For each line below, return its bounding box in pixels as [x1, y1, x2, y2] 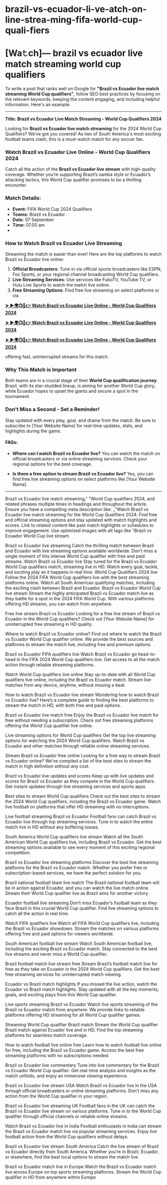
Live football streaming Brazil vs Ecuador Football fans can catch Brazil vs [5, 813, 157, 819]
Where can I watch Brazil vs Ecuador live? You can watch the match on [12, 450, 161, 456]
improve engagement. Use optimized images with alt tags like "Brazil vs [5, 527, 152, 533]
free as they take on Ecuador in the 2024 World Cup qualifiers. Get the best [5, 966, 160, 972]
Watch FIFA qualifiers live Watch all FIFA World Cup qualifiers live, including [5, 920, 160, 926]
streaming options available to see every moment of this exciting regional [5, 844, 155, 850]
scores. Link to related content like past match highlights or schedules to [5, 522, 154, 528]
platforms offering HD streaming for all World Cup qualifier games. [5, 1012, 141, 1018]
